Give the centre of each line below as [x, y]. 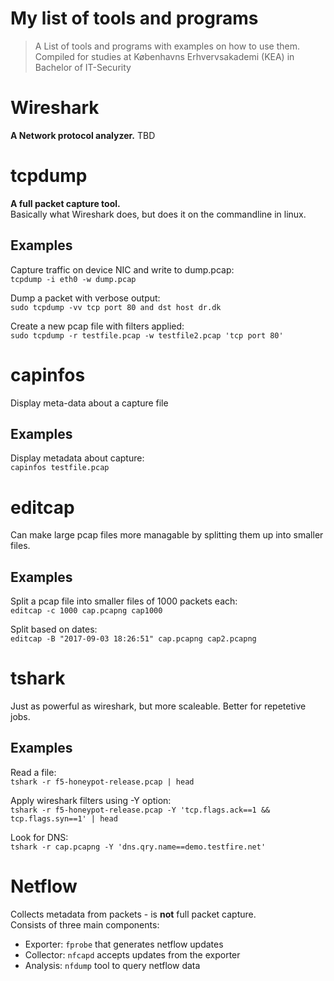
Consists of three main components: [85, 924]
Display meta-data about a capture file [89, 403]
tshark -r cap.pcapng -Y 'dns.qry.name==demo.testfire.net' [138, 847]
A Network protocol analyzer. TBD [83, 135]
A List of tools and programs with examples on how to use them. [167, 46]
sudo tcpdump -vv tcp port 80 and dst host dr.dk [116, 307]
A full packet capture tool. [65, 203]
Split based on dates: [54, 629]
